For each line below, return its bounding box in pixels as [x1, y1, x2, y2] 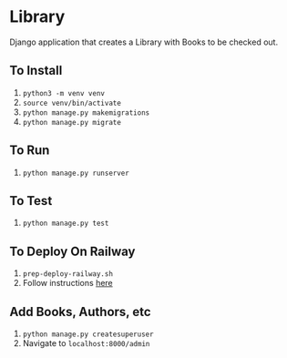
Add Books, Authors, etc [9, 303, 152, 320]
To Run [9, 143, 50, 159]
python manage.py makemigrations [22, 107, 150, 118]
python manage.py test [22, 219, 109, 229]
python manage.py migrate [22, 118, 121, 127]
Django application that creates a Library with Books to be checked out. [9, 36, 279, 47]
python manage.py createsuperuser [22, 330, 154, 339]
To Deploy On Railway [9, 243, 136, 259]
